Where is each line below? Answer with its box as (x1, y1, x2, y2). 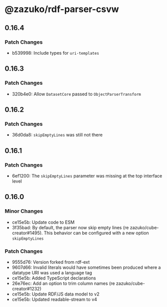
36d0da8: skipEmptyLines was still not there (12, 132, 103, 138)
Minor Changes (5, 208, 43, 215)
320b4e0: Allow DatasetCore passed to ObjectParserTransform (12, 91, 141, 97)
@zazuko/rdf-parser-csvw (5, 4, 119, 15)
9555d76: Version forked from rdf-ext (12, 259, 90, 265)
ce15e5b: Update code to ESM (12, 219, 75, 225)
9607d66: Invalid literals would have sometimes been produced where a (12, 264, 161, 270)
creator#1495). (12, 230, 43, 236)
